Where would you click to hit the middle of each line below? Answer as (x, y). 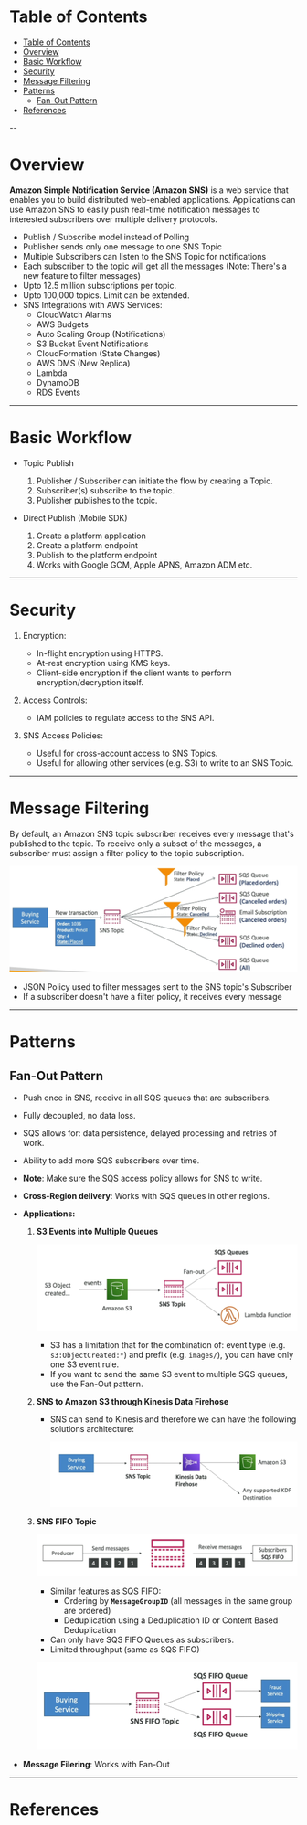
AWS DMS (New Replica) (83, 363)
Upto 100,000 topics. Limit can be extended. (106, 295)
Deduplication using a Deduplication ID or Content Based (171, 1620)
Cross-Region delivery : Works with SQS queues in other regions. (146, 1196)
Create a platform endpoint (87, 545)
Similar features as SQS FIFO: (106, 1591)
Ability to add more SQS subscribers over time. (111, 1161)
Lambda (52, 373)
